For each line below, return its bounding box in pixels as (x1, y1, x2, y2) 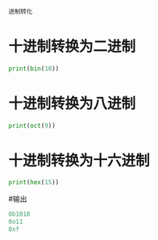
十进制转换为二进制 (8, 37, 136, 56)
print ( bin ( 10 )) (8, 65, 60, 73)
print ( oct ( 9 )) (8, 121, 56, 129)
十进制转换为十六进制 (8, 151, 151, 170)
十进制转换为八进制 (8, 94, 136, 112)
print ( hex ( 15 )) (8, 179, 60, 187)
